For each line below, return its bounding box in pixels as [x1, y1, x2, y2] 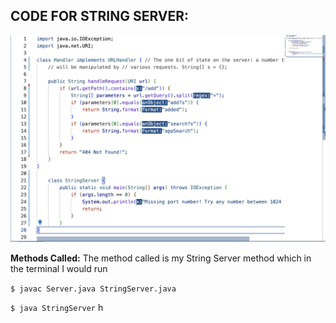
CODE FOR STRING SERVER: [10, 8, 190, 25]
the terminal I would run [10, 262, 108, 274]
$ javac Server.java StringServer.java [10, 284, 177, 294]
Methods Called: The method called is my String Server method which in [10, 252, 312, 264]
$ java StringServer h [10, 301, 104, 313]
